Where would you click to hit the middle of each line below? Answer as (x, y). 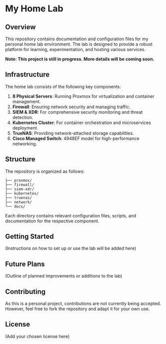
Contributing (25, 292)
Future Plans (25, 264)
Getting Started (30, 237)
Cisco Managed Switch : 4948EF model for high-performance (76, 138)
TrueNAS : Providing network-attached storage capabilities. (73, 133)
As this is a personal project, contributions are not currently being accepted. (83, 304)
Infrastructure (27, 75)
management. (27, 101)
